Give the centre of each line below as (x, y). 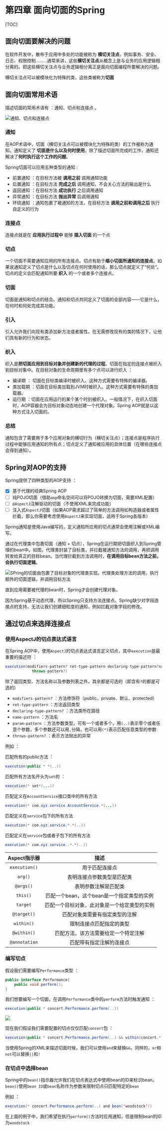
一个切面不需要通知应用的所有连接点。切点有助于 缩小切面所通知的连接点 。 (81, 261)
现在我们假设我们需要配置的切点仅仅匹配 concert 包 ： (59, 1028)
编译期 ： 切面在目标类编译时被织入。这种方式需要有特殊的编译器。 (81, 381)
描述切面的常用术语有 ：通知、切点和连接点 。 (52, 107)
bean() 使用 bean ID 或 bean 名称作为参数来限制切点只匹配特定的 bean (72, 1086)
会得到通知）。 (19, 450)
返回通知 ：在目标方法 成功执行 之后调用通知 (58, 190)
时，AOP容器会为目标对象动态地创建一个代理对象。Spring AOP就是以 (83, 406)
